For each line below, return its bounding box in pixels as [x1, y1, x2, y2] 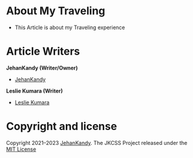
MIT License [6, 146, 37, 153]
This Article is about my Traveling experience [14, 24, 126, 31]
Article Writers [6, 45, 81, 58]
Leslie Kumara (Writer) [6, 87, 63, 94]
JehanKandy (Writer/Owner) [6, 64, 78, 71]
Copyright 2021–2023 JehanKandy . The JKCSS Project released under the [6, 139, 188, 146]
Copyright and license [6, 120, 117, 133]
